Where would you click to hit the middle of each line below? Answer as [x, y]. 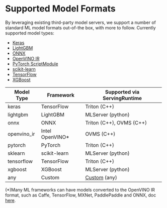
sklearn [16, 153]
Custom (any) [101, 177]
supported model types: [30, 33]
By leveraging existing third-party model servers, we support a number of [81, 22]
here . [10, 200]
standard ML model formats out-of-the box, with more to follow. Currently [81, 27]
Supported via [122, 92]
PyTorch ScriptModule [35, 64]
